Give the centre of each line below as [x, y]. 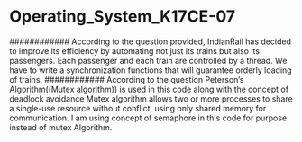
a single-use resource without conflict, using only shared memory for [138, 108]
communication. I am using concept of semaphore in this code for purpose [148, 118]
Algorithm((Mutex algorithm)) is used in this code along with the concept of [149, 89]
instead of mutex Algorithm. [61, 127]
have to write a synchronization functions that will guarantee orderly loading [151, 70]
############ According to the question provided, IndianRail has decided [150, 41]
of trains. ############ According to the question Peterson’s [127, 79]
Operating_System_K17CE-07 [123, 17]
